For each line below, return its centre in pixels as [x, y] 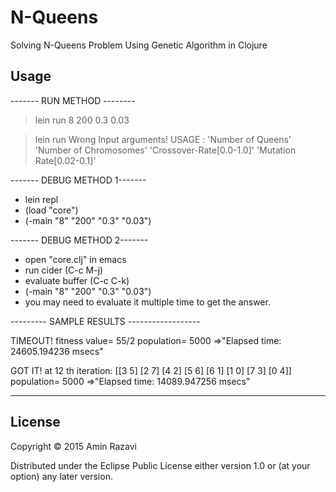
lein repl [41, 199]
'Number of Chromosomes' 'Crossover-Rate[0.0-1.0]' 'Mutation [165, 150]
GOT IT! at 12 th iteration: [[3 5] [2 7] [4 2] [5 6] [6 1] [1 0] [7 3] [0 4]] [151, 370]
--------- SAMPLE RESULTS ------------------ [105, 321]
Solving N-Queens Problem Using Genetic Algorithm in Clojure [139, 45]
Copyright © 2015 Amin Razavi [73, 446]
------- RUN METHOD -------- [73, 100]
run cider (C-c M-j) [64, 270]
